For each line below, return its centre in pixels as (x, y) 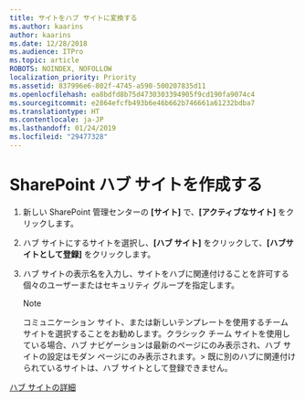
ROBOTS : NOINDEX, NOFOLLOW (61, 69)
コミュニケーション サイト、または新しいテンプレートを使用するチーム (156, 322)
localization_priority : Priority (73, 78)
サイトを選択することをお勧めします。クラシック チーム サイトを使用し (156, 333)
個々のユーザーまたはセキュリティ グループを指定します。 (131, 285)
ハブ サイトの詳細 (42, 387)
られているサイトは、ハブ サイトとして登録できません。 (127, 367)
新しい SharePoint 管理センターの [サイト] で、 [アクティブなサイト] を (154, 212)
